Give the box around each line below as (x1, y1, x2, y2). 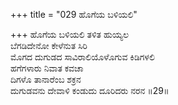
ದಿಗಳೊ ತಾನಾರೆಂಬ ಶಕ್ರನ (10, 74, 82, 85)
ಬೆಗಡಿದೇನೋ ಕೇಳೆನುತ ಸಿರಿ (10, 40, 88, 51)
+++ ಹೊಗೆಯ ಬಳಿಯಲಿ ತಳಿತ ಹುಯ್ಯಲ (10, 29, 130, 40)
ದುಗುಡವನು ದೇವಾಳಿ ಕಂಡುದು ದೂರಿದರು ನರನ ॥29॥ (10, 85, 170, 96)
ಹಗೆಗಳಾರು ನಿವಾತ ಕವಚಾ (10, 62, 84, 74)
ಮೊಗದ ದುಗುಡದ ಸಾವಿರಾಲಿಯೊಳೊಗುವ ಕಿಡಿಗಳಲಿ (10, 51, 155, 63)
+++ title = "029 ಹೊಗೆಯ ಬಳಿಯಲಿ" (10, 9, 138, 20)
